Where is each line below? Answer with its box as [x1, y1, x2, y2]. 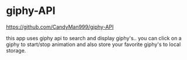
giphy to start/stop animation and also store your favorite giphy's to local [6, 41, 181, 48]
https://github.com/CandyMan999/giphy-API [6, 23, 114, 30]
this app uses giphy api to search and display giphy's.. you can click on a [6, 34, 182, 41]
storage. [6, 47, 26, 54]
